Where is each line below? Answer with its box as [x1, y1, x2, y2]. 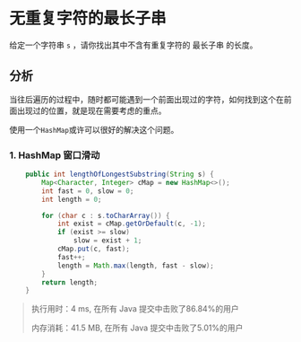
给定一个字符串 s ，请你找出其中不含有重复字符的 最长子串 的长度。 [9, 39, 258, 50]
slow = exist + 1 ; [73, 236, 142, 245]
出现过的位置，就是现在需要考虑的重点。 [16, 105, 167, 116]
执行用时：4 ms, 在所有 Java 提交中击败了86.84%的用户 [30, 303, 239, 314]
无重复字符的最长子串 [9, 8, 168, 29]
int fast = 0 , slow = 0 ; [41, 186, 134, 196]
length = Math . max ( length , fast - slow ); [56, 261, 215, 270]
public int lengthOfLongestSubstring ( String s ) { [25, 170, 215, 180]
